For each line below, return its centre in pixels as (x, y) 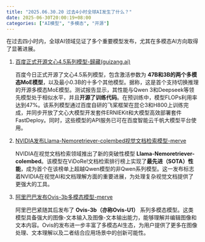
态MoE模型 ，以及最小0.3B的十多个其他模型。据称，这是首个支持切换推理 (107, 82)
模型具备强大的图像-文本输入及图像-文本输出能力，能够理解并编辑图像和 (106, 218)
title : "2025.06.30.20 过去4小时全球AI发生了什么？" (69, 12)
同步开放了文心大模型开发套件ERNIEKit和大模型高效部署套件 (106, 112)
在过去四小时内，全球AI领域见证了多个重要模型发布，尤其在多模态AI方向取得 (102, 41)
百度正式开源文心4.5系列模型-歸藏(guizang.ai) (73, 62)
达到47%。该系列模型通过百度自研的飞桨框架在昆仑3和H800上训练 (99, 105)
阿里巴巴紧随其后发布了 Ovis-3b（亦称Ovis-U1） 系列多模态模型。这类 (104, 210)
